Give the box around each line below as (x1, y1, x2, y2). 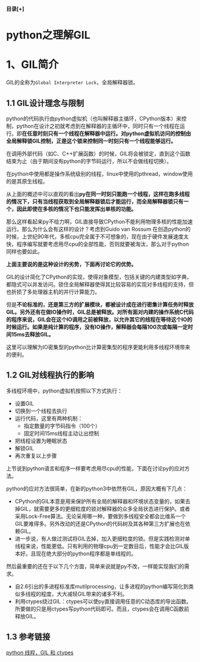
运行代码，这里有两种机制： (14, 415, 83, 422)
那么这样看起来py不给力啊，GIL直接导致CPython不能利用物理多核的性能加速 (6, 217, 193, 225)
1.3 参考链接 (6, 632, 51, 642)
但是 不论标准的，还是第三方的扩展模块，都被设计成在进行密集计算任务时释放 (6, 301, 194, 308)
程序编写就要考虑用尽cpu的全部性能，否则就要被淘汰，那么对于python (16, 240, 189, 247)
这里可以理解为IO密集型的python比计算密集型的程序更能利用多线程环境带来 (6, 343, 190, 351)
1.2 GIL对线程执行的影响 (6, 370, 94, 381)
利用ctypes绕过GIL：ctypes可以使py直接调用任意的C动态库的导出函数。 (14, 597, 192, 605)
